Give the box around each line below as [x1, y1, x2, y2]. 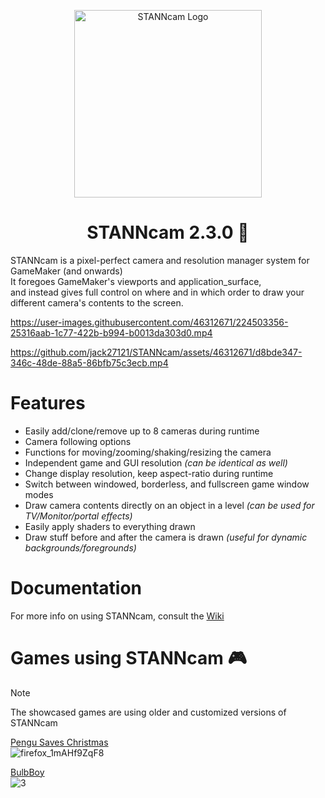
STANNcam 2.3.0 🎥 [86, 221, 250, 244]
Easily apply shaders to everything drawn [24, 520, 196, 532]
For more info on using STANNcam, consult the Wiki [10, 610, 225, 622]
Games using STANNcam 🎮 [10, 647, 247, 669]
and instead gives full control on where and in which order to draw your [10, 286, 305, 298]
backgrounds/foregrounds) [24, 541, 137, 554]
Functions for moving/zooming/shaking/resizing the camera [24, 446, 272, 458]
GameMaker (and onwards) [10, 265, 123, 277]
